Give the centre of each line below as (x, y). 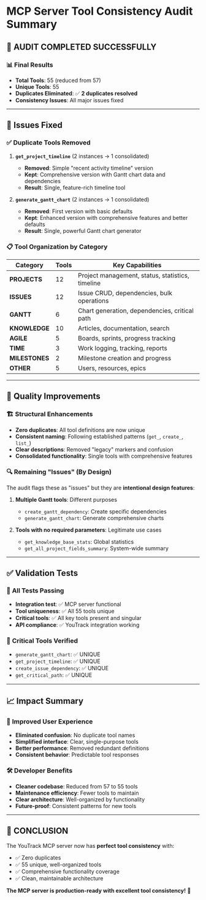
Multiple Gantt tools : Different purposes (66, 499)
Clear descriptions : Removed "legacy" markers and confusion (94, 449)
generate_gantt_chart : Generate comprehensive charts (94, 518)
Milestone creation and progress (124, 358)
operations (93, 300)
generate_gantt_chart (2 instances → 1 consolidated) (82, 199)
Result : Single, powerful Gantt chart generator (83, 230)
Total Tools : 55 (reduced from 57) (58, 80)
